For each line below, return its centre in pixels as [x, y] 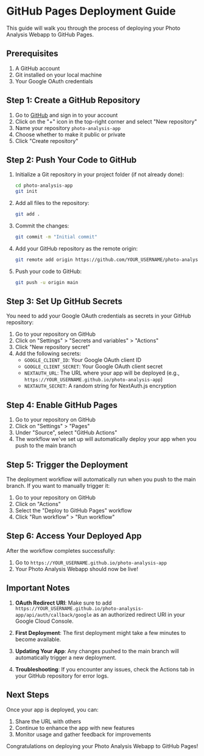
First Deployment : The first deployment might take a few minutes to [100, 633]
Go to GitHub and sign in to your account [66, 115]
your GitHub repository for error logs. [62, 676]
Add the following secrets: [48, 353]
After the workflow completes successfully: [61, 550]
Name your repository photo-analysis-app [68, 128]
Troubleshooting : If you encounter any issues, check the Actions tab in [105, 669]
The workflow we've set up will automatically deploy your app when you [106, 439]
